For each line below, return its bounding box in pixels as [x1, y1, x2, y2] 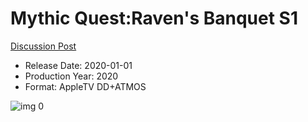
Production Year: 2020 [24, 70, 119, 82]
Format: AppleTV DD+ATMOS [24, 80, 147, 92]
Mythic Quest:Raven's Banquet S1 [10, 7, 298, 30]
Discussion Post [10, 40, 77, 52]
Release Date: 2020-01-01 [24, 59, 133, 71]
